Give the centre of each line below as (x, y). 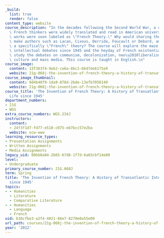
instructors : (18, 119)
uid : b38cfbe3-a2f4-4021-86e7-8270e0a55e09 (50, 219)
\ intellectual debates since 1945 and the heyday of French (73, 50)
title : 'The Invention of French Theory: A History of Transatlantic (77, 178)
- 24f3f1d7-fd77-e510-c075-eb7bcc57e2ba (51, 128)
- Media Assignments (26, 151)
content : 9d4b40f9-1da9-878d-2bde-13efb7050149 (59, 82)
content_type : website (28, 23)
